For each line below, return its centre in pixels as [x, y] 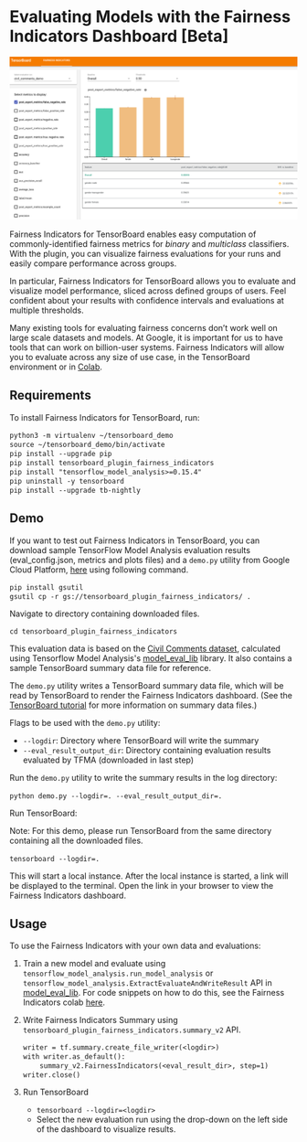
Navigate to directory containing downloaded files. [105, 614]
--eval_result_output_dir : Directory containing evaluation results [147, 750]
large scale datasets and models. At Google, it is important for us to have [146, 337]
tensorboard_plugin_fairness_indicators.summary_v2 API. [132, 1030]
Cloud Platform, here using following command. [99, 570]
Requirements [50, 395]
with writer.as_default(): [74, 1057]
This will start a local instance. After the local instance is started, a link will [149, 876]
